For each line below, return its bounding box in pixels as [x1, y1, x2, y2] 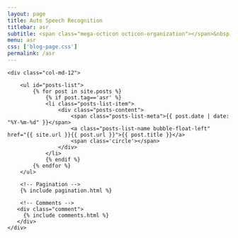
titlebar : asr [7, 23, 50, 30]
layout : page [7, 10, 46, 18]
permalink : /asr [7, 50, 55, 57]
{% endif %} [45, 156, 81, 163]
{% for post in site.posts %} [33, 88, 122, 95]
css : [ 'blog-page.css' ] [7, 43, 78, 50]
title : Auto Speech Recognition [7, 17, 103, 24]
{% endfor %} [33, 162, 72, 169]
